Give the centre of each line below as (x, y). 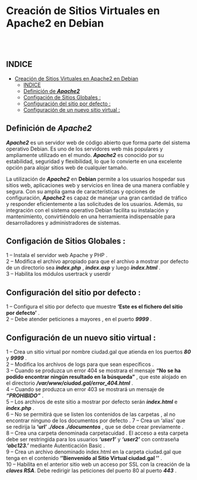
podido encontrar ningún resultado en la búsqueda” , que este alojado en (96, 377)
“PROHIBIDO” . (25, 396)
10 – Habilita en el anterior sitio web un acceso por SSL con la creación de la (98, 464)
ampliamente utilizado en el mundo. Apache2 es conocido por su (85, 155)
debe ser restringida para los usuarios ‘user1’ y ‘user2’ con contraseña (93, 439)
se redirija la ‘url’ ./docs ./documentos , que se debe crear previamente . (95, 427)
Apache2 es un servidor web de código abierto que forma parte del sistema (98, 142)
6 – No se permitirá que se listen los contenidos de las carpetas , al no (91, 414)
